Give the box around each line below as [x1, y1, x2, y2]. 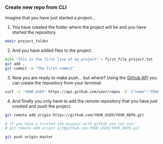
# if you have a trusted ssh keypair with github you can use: [5, 121, 136, 126]
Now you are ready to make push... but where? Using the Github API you [12, 75, 157, 80]
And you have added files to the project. [12, 48, 93, 53]
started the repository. [12, 30, 57, 35]
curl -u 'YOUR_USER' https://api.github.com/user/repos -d [5, 89, 127, 94]
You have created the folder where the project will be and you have [12, 24, 147, 30]
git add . [5, 62, 25, 66]
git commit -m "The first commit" [5, 66, 75, 71]
